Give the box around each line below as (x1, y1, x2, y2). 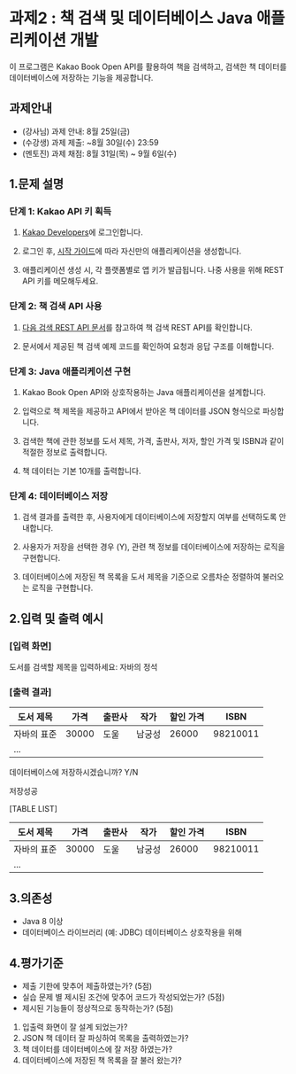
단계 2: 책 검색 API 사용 (9, 300, 102, 313)
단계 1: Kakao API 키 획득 (9, 206, 112, 218)
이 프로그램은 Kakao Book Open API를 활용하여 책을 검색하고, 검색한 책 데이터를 (9, 61, 287, 72)
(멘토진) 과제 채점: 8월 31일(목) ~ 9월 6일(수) (21, 148, 178, 159)
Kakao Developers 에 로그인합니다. (21, 227, 144, 237)
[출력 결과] (9, 686, 52, 698)
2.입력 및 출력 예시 (9, 611, 104, 626)
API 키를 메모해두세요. (21, 276, 99, 286)
